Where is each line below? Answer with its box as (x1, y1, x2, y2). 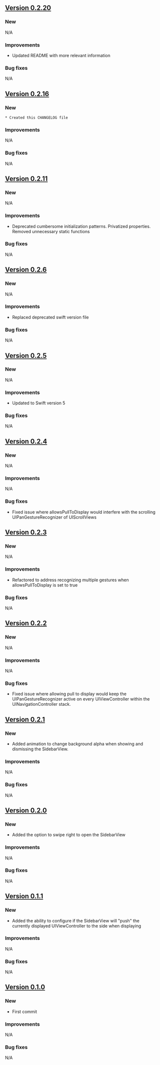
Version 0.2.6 (5, 266, 47, 274)
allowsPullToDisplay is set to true (12, 582, 78, 588)
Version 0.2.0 (5, 806, 47, 814)
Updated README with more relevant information (12, 52, 110, 58)
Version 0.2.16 (5, 90, 49, 98)
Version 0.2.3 (5, 528, 47, 537)
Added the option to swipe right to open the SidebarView (12, 832, 126, 838)
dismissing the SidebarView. (12, 746, 69, 752)
